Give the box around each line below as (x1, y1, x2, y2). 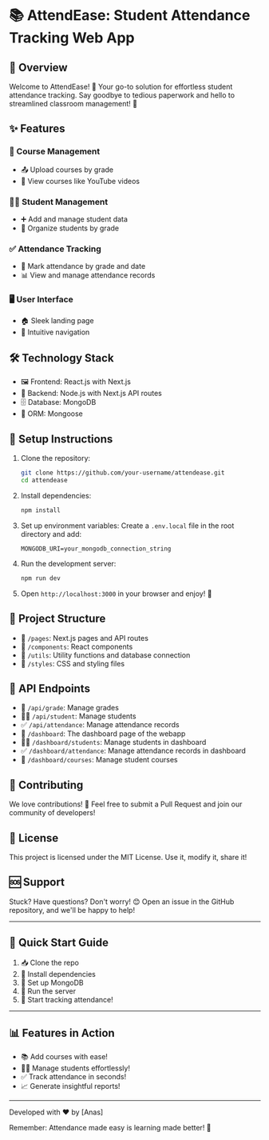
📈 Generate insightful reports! (20, 1082, 121, 1091)
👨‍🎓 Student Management (9, 196, 109, 207)
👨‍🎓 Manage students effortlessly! (20, 1063, 131, 1073)
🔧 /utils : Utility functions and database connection (20, 650, 191, 660)
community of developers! (9, 808, 96, 818)
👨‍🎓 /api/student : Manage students (20, 711, 136, 721)
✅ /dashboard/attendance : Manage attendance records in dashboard (20, 746, 247, 756)
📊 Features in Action (9, 1026, 115, 1040)
